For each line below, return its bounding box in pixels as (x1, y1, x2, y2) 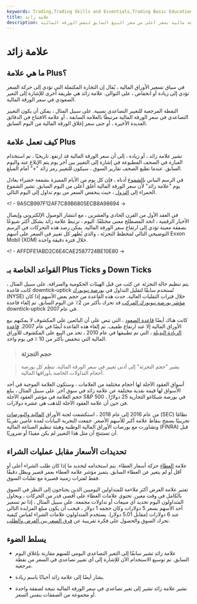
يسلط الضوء (6, 534, 46, 544)
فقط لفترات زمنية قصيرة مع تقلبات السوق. (6, 474, 100, 481)
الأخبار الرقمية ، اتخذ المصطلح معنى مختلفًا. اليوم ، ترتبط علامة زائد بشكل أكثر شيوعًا (6, 218, 189, 225)
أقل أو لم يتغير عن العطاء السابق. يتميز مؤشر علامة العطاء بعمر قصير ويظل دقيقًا (6, 469, 182, 476)
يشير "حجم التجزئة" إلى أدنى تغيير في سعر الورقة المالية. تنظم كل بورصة (20, 363, 180, 370)
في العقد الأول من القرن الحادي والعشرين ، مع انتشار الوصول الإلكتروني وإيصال (6, 212, 179, 219)
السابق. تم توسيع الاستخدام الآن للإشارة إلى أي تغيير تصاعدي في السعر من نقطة (15, 555, 189, 563)
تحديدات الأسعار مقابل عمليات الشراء (6, 446, 127, 456)
